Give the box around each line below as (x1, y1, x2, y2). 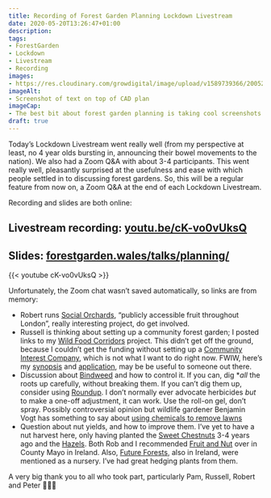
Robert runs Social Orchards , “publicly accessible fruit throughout (19, 310, 240, 320)
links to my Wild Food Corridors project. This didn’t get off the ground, (19, 336, 254, 346)
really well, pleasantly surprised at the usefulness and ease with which (8, 165, 244, 175)
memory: (8, 294, 39, 304)
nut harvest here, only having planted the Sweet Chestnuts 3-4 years (19, 430, 250, 441)
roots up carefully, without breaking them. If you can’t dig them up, (19, 379, 242, 389)
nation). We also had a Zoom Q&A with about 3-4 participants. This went (8, 156, 250, 166)
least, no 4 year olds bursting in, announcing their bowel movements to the (8, 147, 257, 158)
